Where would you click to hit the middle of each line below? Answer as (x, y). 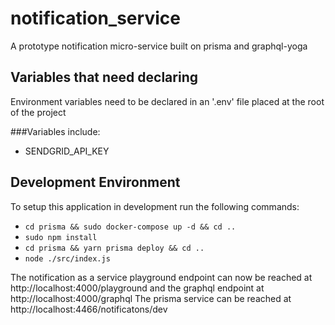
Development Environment (95, 182)
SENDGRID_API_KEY (67, 151)
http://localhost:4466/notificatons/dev (89, 309)
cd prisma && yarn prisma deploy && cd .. (114, 248)
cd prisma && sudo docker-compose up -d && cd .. (130, 227)
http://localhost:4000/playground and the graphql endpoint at (137, 288)
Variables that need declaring (104, 77)
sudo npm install (61, 237)
